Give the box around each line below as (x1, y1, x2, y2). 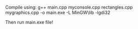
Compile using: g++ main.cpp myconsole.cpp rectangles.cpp (5, 4, 133, 10)
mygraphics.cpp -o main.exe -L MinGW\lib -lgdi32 (5, 9, 111, 15)
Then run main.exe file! (5, 19, 53, 25)
